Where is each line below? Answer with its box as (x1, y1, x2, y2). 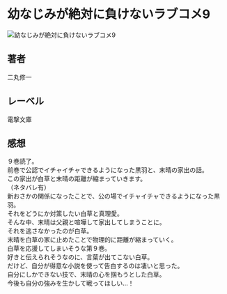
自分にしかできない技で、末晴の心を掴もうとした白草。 (7, 270, 166, 279)
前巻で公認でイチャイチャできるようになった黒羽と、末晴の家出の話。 (7, 166, 208, 174)
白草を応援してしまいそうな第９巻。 (7, 245, 111, 253)
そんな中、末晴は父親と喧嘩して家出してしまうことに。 (7, 218, 166, 226)
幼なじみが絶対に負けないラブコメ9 (7, 6, 211, 22)
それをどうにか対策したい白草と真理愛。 (7, 210, 123, 218)
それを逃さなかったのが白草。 (7, 227, 93, 235)
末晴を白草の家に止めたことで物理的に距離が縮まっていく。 (7, 235, 178, 244)
